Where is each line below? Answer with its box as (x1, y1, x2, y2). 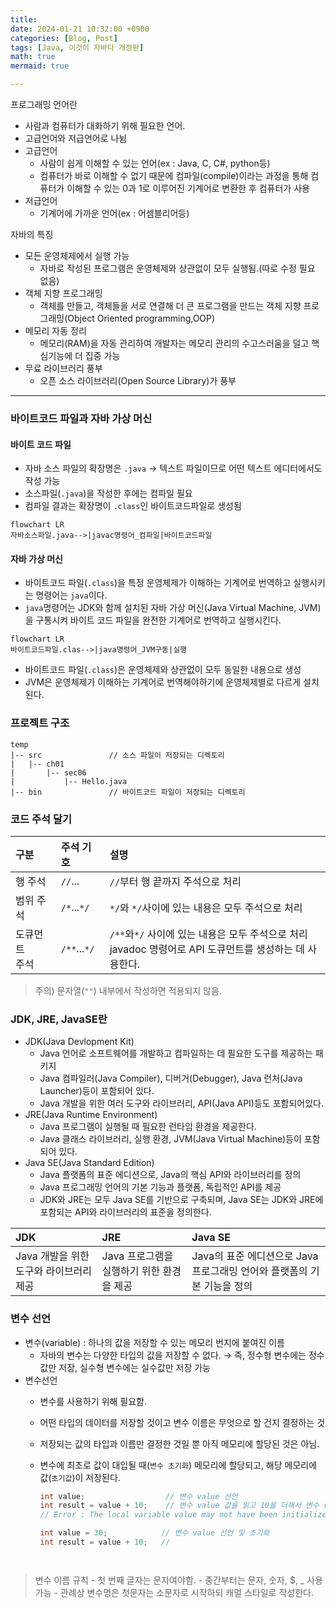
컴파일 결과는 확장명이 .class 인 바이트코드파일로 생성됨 (24, 500, 242, 512)
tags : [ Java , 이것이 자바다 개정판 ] (10, 42, 145, 53)
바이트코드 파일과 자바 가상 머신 (10, 411, 153, 425)
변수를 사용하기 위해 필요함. (39, 1395, 147, 1407)
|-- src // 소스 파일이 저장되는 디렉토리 (10, 750, 225, 760)
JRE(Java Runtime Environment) (24, 1109, 158, 1121)
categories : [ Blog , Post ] (10, 33, 118, 43)
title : (10, 14, 38, 25)
